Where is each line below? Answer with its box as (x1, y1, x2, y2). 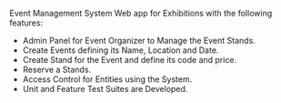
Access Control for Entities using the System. (22, 74, 193, 85)
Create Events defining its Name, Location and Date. (22, 45, 219, 56)
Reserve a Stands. (22, 64, 92, 75)
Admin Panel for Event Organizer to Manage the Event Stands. (22, 36, 256, 46)
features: (9, 17, 44, 28)
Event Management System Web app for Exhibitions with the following (9, 8, 273, 18)
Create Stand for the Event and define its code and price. (22, 55, 237, 65)
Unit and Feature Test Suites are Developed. (22, 84, 188, 94)
